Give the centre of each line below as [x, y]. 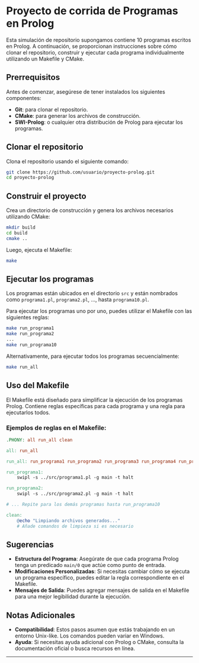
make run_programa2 [30, 334]
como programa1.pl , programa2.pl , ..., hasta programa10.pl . [78, 300]
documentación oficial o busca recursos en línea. [75, 648]
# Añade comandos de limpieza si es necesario [75, 526]
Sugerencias [30, 544]
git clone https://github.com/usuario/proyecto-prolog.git [81, 172]
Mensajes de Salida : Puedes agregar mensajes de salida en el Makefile [102, 590]
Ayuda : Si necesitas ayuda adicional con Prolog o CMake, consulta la [99, 642]
